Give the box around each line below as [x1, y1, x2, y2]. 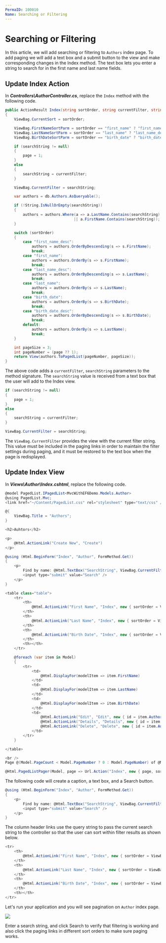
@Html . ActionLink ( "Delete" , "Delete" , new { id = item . [40, 724, 158, 729]
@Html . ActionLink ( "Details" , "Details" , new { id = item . [40, 719, 163, 724]
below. [5, 835, 19, 841]
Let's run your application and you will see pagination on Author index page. [5, 904, 160, 910]
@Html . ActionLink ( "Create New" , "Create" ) [14, 541, 103, 546]
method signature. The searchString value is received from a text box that [5, 373, 156, 379]
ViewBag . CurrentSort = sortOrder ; [14, 117, 85, 122]
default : [23, 322, 41, 327]
